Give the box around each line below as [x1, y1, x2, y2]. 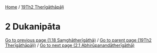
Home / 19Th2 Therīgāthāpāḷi [5, 4, 64, 10]
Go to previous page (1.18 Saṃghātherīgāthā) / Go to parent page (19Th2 [5, 37, 152, 43]
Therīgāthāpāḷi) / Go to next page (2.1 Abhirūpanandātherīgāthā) [5, 42, 135, 48]
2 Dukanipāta [5, 21, 61, 32]
